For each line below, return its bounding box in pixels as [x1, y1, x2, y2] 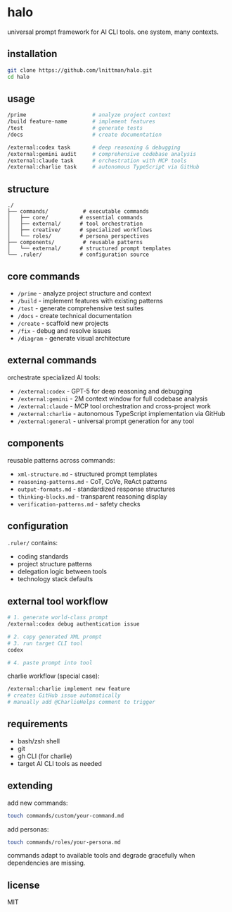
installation [7, 48, 58, 60]
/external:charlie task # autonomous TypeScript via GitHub [7, 164, 200, 171]
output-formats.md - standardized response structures [17, 485, 176, 493]
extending [7, 780, 53, 792]
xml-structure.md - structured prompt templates [17, 470, 157, 478]
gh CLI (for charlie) [17, 752, 72, 760]
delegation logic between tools [17, 567, 108, 576]
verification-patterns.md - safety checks [17, 499, 141, 508]
